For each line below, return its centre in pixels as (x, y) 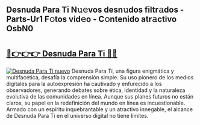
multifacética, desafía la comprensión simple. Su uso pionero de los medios (100, 77)
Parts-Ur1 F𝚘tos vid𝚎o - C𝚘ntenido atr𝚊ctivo (92, 20)
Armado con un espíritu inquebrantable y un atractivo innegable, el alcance (100, 109)
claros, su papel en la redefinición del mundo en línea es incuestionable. (96, 103)
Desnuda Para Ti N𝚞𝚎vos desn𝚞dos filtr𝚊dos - (95, 10)
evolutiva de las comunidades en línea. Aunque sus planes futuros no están (100, 96)
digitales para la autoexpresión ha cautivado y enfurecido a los (84, 84)
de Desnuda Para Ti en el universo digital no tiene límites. (77, 116)
